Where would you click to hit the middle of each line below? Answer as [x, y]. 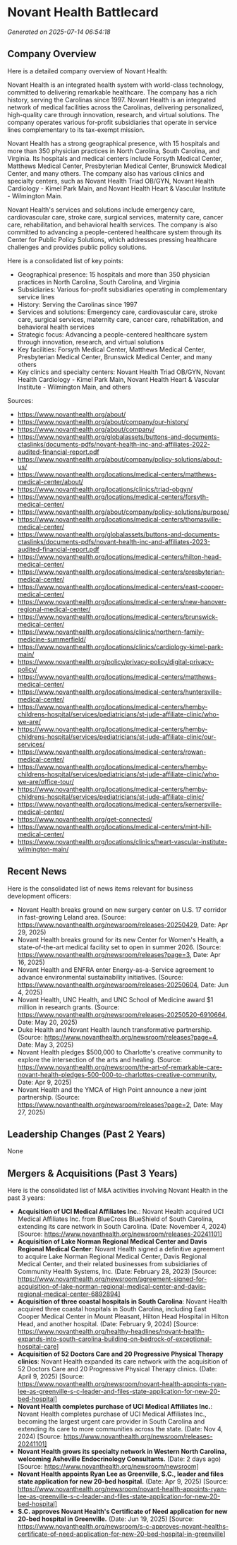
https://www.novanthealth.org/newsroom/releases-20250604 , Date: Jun [123, 985]
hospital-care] [38, 1347]
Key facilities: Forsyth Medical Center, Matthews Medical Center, [111, 349]
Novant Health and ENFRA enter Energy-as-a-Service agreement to [116, 969]
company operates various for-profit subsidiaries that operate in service [112, 122]
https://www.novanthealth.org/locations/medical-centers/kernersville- [120, 804]
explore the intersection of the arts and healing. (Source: [99, 1059]
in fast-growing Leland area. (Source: [72, 917]
